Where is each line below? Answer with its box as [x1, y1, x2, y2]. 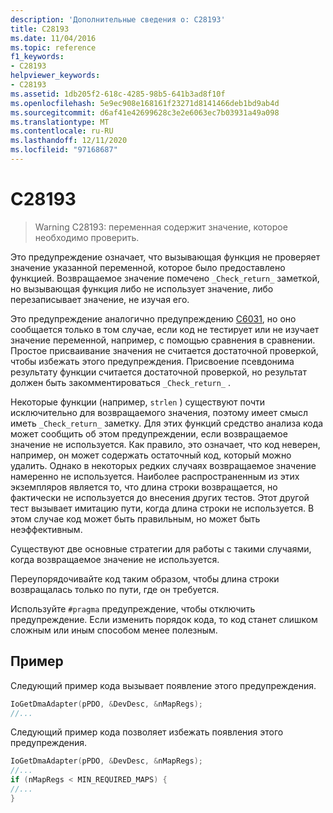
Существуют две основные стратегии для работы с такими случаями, [10, 542, 312, 555]
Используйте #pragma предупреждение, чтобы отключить [10, 602, 256, 615]
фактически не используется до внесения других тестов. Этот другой [10, 491, 310, 503]
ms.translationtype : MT [10, 117, 110, 127]
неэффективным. [10, 523, 83, 535]
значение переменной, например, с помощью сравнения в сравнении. [10, 334, 316, 346]
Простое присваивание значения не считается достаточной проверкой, [10, 344, 319, 356]
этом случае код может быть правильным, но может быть [10, 512, 261, 525]
